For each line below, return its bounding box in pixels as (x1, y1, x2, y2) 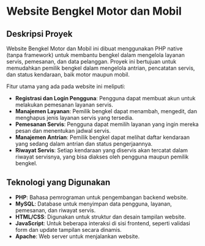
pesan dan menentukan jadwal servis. (15, 127, 111, 134)
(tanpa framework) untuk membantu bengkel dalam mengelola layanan (6, 51, 185, 59)
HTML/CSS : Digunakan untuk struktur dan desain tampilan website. (15, 213, 186, 220)
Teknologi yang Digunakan (6, 177, 111, 188)
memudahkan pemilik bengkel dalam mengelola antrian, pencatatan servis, (6, 64, 195, 72)
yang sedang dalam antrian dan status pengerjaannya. (15, 140, 153, 147)
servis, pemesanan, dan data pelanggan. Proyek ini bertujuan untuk (6, 58, 176, 65)
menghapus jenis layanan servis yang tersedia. (15, 114, 134, 121)
